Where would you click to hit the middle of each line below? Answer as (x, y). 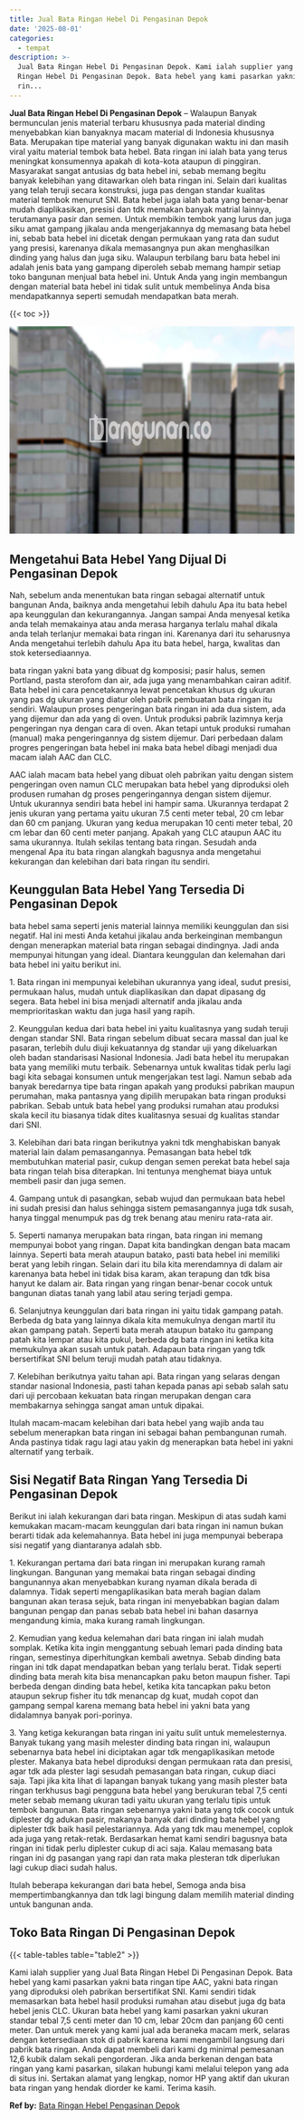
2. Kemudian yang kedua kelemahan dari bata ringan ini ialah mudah (137, 1638)
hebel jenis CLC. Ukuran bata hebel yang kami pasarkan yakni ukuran (139, 2010)
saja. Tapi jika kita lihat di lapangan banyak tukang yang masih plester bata (148, 1780)
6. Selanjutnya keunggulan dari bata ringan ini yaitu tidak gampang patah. (146, 1311)
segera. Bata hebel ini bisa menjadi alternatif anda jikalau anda (126, 1001)
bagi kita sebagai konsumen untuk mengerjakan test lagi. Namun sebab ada (151, 1076)
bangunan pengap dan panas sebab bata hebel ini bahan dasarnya (134, 1611)
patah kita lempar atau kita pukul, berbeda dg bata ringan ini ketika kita (142, 1339)
